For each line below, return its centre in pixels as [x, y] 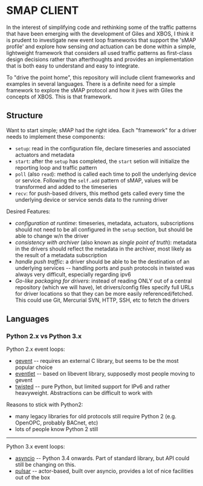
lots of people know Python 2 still [56, 429]
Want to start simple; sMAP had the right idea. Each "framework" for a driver [101, 130]
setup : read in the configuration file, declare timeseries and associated [103, 148]
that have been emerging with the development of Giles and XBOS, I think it [100, 33]
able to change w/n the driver [52, 235]
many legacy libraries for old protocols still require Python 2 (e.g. [96, 417]
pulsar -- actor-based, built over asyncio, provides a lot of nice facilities [104, 471]
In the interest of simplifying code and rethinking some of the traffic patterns [101, 27]
